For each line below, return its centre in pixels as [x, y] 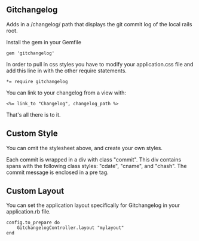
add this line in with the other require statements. [67, 71]
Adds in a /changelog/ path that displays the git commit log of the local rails [99, 24]
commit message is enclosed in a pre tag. [57, 172]
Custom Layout [35, 191]
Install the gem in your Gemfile [44, 42]
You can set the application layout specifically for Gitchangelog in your [93, 205]
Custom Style [32, 134]
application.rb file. [28, 212]
